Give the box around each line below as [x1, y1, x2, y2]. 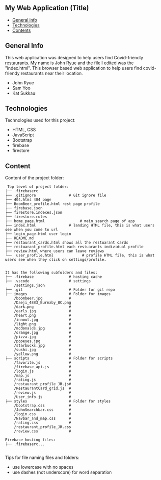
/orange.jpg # [14, 330, 71, 335]
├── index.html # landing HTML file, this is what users [5, 223, 155, 228]
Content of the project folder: [5, 175, 64, 181]
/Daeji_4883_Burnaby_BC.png [14, 300, 71, 305]
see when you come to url [5, 227, 58, 232]
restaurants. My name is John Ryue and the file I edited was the [5, 60, 134, 66]
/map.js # [14, 373, 71, 378]
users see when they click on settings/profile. [5, 257, 107, 262]
